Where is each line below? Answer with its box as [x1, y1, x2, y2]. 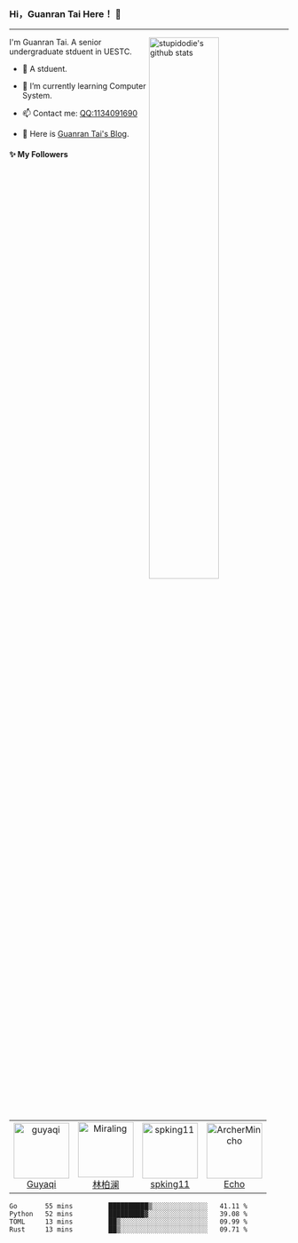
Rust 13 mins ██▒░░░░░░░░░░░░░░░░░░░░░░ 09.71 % [9, 1225, 248, 1234]
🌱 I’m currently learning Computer [21, 81, 146, 92]
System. [21, 91, 52, 101]
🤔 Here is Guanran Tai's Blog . [21, 129, 129, 139]
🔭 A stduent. [21, 64, 68, 75]
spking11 [150, 1178, 191, 1191]
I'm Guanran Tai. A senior [9, 37, 102, 48]
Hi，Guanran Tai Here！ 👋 [9, 7, 122, 20]
